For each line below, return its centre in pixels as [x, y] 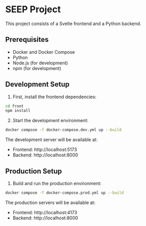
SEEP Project [33, 9]
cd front [14, 106]
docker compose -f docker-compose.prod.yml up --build [65, 193]
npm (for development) [37, 68]
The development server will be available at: [51, 140]
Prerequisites [27, 40]
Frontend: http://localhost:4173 [45, 212]
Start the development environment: [50, 121]
